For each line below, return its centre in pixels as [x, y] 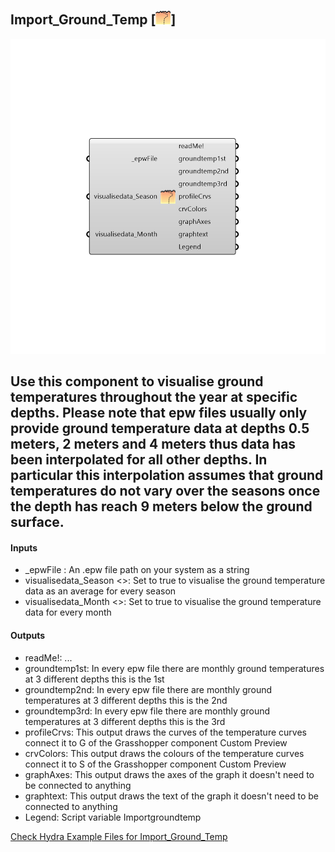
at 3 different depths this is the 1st [94, 679]
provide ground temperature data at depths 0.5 [160, 428]
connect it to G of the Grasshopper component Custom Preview [156, 742]
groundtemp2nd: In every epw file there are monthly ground [148, 689]
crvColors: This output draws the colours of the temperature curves [164, 753]
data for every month [68, 612]
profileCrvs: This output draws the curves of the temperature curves [165, 732]
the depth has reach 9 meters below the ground [161, 506]
